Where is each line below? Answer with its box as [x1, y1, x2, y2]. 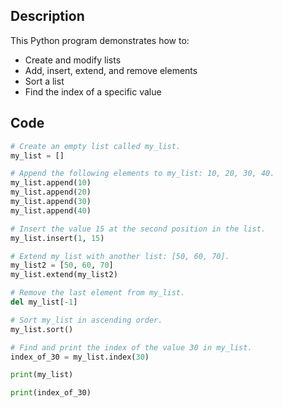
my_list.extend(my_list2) [10, 270, 118, 280]
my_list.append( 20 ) [10, 187, 92, 198]
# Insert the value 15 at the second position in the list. [10, 224, 267, 234]
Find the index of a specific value [24, 85, 162, 98]
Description [10, 8, 85, 25]
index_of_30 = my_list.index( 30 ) [10, 352, 150, 362]
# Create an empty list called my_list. [10, 141, 182, 151]
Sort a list [24, 75, 65, 87]
